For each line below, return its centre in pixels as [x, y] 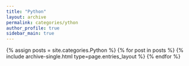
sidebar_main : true [30, 34]
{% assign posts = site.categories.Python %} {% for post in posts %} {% [95, 50]
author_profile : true [33, 28]
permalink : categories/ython [42, 22]
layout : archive [26, 17]
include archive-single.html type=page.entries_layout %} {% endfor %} [93, 57]
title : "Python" [26, 11]
